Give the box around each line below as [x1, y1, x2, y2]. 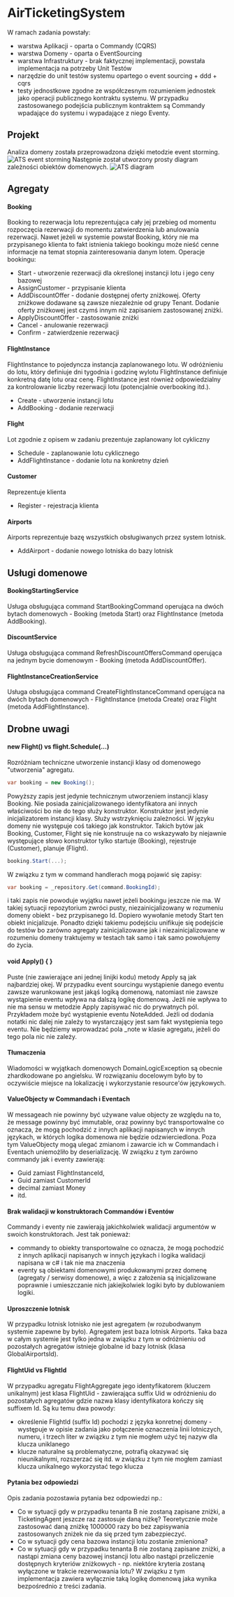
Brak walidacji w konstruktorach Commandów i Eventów [7, 1207, 175, 1216]
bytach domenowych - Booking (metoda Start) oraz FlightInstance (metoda [7, 609, 224, 618]
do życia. [7, 941, 34, 949]
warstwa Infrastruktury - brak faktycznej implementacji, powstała [17, 56, 205, 64]
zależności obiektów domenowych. [7, 163, 109, 171]
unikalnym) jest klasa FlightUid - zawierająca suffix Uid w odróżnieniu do [7, 1389, 217, 1397]
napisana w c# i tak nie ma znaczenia [17, 1258, 126, 1267]
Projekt [7, 129, 40, 141]
